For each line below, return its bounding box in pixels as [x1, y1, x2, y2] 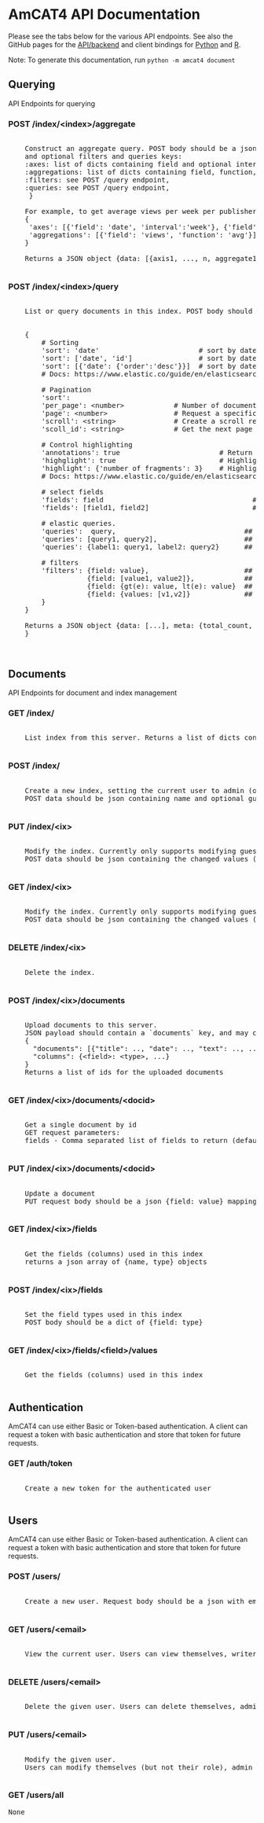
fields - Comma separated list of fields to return [24, 1136, 228, 1145]
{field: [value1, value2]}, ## [86, 574, 253, 583]
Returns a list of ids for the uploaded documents [24, 1068, 224, 1076]
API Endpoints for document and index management [8, 688, 178, 697]
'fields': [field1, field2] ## [41, 503, 262, 513]
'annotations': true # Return [41, 448, 253, 458]
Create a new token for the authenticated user [24, 1483, 212, 1493]
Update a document [24, 1189, 96, 1198]
